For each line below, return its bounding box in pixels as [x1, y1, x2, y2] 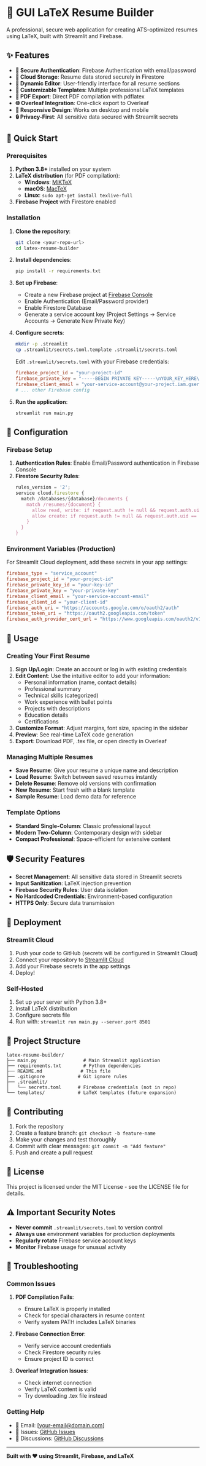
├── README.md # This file [6, 1068, 112, 1074]
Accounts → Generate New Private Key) [24, 317, 126, 325]
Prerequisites [6, 152, 47, 160]
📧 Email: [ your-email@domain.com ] [15, 1421, 105, 1429]
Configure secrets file [15, 1011, 71, 1019]
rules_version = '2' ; [15, 484, 71, 491]
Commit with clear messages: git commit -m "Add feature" [15, 1142, 166, 1149]
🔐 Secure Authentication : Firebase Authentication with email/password [15, 66, 196, 74]
